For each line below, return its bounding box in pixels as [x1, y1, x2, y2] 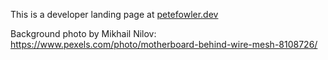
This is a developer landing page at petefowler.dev [10, 9, 219, 20]
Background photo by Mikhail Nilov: [10, 28, 157, 39]
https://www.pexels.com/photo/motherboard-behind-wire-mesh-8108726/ [10, 39, 318, 50]
